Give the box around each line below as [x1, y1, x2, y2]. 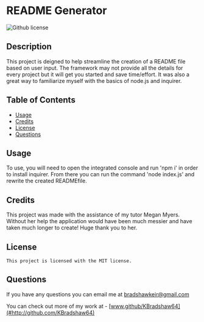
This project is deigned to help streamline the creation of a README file [6, 57, 186, 65]
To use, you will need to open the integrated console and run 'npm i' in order [6, 164, 199, 171]
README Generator [6, 4, 107, 18]
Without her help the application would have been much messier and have [6, 218, 193, 225]
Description [6, 41, 52, 52]
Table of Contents [6, 95, 76, 106]
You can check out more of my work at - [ [6, 302, 111, 310]
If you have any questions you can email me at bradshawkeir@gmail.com [6, 290, 190, 298]
